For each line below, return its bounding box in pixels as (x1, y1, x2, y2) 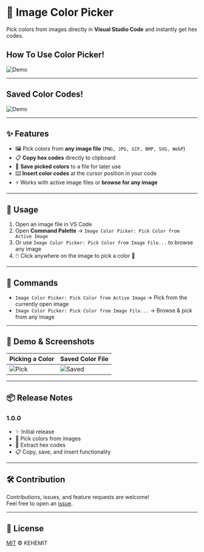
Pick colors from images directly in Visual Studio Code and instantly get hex (6, 26, 197, 33)
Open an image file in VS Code (15, 221, 92, 228)
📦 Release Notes (6, 393, 73, 403)
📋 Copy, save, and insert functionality (15, 448, 111, 455)
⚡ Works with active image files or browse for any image (15, 179, 158, 186)
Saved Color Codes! (6, 89, 84, 100)
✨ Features (6, 128, 49, 139)
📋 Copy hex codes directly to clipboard (15, 154, 116, 162)
